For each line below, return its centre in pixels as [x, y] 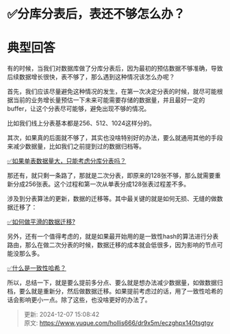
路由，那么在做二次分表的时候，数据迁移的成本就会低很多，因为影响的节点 [112, 245]
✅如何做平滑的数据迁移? [41, 222]
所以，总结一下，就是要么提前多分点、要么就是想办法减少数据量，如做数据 [112, 283]
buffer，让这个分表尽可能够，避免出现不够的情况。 [79, 109]
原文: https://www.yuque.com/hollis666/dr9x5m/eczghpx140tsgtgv [119, 323]
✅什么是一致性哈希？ [37, 268]
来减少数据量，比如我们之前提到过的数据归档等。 [76, 146]
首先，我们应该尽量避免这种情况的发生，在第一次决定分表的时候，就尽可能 [112, 92]
